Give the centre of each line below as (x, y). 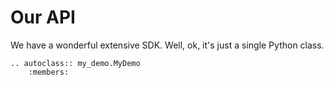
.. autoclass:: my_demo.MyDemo (75, 63)
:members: (49, 72)
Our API (43, 17)
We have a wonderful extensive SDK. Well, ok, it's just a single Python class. (167, 45)
